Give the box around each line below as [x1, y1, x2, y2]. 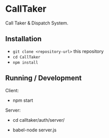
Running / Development [5, 74, 82, 82]
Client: [5, 87, 19, 93]
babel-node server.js [12, 127, 57, 133]
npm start [12, 97, 33, 103]
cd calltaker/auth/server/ [12, 117, 65, 123]
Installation [5, 35, 42, 43]
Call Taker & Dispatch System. [5, 20, 69, 26]
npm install [12, 60, 38, 65]
